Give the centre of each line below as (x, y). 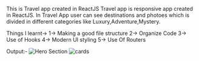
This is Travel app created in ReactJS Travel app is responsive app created (99, 9)
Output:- (17, 51)
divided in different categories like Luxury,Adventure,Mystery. (83, 21)
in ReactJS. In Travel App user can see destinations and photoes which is (98, 15)
